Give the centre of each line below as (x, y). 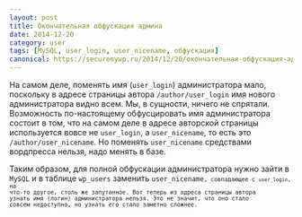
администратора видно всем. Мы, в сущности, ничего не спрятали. (139, 104)
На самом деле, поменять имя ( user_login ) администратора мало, (138, 85)
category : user (38, 43)
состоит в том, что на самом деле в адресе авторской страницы (134, 123)
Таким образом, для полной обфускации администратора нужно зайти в (149, 169)
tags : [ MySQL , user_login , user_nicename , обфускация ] (114, 51)
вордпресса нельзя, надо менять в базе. (88, 152)
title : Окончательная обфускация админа (86, 26)
